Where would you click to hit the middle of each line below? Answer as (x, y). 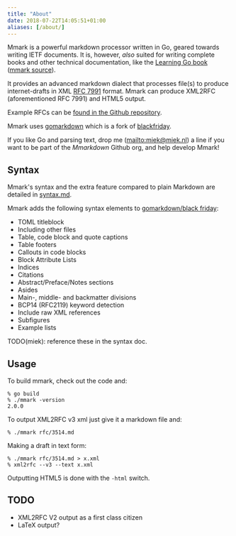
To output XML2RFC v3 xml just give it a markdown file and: (95, 419)
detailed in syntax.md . (40, 195)
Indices (28, 268)
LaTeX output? (39, 525)
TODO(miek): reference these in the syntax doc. (77, 341)
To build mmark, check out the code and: (67, 381)
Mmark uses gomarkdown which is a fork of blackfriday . (90, 126)
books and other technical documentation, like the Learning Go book (107, 62)
